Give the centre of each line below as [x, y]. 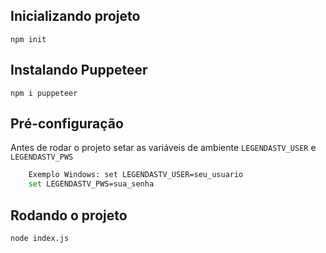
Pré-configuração [67, 124]
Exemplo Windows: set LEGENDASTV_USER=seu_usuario [136, 175]
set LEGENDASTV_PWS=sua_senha [91, 184]
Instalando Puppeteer [79, 70]
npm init [28, 39]
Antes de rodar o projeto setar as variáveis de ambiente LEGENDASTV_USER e [163, 148]
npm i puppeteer [44, 93]
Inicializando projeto [75, 16]
